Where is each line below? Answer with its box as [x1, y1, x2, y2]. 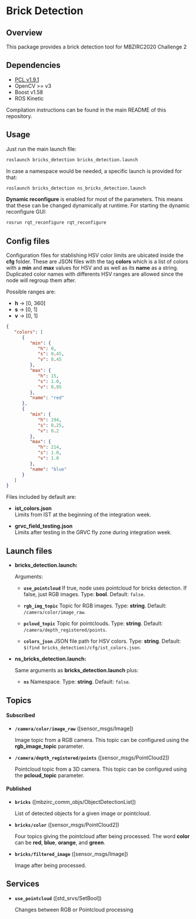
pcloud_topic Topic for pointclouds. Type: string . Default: [23, 620, 163, 627]
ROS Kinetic [14, 94, 44, 102]
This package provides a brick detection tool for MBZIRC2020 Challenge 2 [6, 43, 187, 50]
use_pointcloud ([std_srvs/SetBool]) [14, 894, 102, 901]
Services [6, 879, 40, 889]
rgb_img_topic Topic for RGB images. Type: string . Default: [23, 602, 167, 609]
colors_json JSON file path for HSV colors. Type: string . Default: [23, 637, 181, 645]
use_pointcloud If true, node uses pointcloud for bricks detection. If [23, 584, 187, 591]
